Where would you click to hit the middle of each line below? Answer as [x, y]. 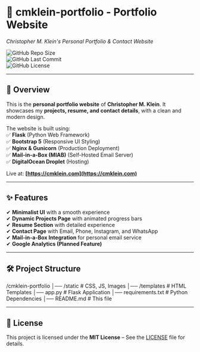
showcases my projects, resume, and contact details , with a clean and [94, 110]
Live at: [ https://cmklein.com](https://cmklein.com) [72, 173]
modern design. [26, 117]
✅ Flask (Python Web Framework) [48, 135]
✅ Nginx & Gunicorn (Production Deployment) [63, 148]
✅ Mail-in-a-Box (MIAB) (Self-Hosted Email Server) [70, 155]
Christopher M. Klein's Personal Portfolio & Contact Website [80, 41]
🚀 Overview [28, 90]
